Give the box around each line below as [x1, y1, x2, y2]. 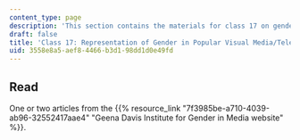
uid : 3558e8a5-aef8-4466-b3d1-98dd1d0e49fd [9, 46, 174, 55]
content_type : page [9, 12, 82, 22]
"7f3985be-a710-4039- [182, 103, 271, 113]
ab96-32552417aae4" [9, 112, 90, 123]
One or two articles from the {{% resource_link [9, 103, 181, 113]
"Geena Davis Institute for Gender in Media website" [91, 112, 284, 123]
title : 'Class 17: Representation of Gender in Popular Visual [9, 37, 250, 47]
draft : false [9, 29, 58, 38]
